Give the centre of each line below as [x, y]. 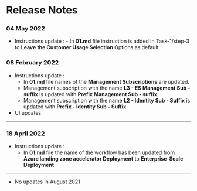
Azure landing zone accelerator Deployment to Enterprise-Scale [103, 159]
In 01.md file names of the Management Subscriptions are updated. [106, 81]
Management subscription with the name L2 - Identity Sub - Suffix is [107, 100]
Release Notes [42, 10]
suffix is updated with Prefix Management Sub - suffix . [91, 94]
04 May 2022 [26, 29]
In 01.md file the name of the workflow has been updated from [99, 152]
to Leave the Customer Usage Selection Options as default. [87, 47]
